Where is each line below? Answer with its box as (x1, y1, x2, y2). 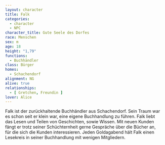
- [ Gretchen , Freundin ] (9, 90, 63, 95)
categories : (5, 16, 30, 21)
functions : (5, 53, 28, 58)
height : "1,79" (5, 48, 37, 53)
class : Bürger (5, 62, 35, 67)
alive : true (5, 81, 30, 86)
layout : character (5, 7, 43, 12)
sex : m (5, 40, 19, 45)
